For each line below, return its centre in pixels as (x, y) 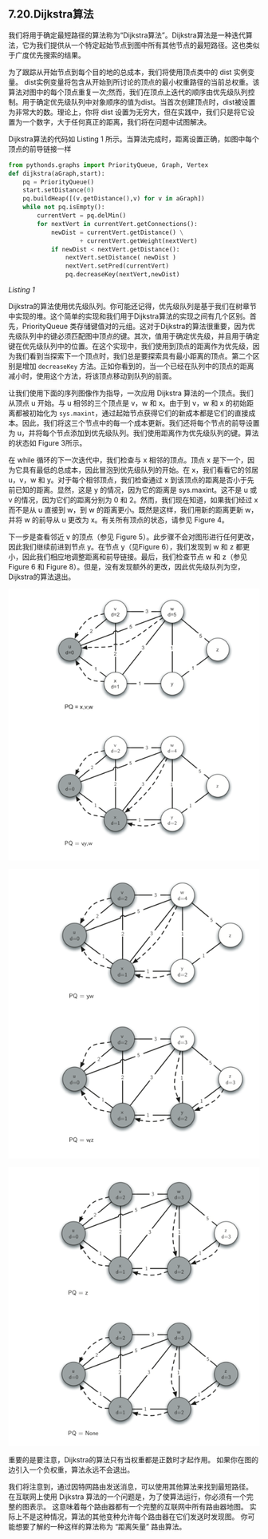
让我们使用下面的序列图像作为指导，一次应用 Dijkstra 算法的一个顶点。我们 (131, 393)
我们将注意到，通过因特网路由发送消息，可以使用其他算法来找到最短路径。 (130, 1486)
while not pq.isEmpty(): (64, 207)
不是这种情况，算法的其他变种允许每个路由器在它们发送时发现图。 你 (135, 1517)
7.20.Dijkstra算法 (51, 14)
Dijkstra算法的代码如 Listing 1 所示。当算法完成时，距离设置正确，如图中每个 (134, 139)
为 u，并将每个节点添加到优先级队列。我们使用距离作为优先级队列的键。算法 (134, 433)
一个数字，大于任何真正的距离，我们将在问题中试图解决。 (116, 121)
